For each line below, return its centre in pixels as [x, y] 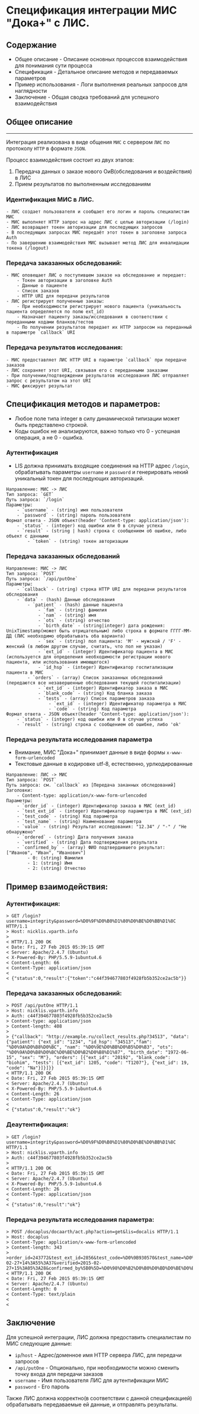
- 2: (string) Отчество [57, 869]
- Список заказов [38, 291]
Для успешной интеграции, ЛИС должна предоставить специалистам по [99, 1337]
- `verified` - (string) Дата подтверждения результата [87, 843]
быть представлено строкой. [52, 425]
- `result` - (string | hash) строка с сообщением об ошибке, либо [102, 531]
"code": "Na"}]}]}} [30, 1068]
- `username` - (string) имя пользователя [70, 510]
